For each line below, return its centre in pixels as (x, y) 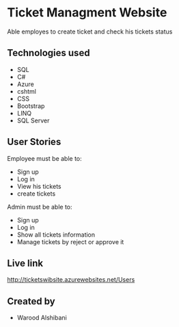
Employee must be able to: (44, 158)
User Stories (34, 142)
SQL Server (33, 120)
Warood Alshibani (42, 318)
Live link (25, 263)
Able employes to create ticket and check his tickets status (90, 31)
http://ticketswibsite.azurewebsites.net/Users (71, 280)
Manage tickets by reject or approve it (70, 241)
